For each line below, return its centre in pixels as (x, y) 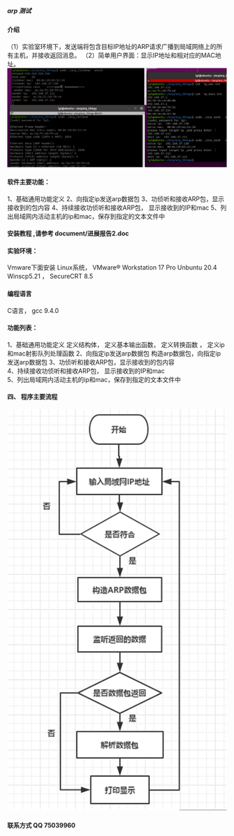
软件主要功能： (29, 182)
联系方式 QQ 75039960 (41, 825)
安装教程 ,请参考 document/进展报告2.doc (68, 233)
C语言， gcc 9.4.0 (33, 310)
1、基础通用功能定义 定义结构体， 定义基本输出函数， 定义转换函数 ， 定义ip (116, 344)
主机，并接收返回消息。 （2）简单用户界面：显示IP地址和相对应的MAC (114, 55)
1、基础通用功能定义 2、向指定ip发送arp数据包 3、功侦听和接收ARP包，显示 (116, 198)
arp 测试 (19, 10)
